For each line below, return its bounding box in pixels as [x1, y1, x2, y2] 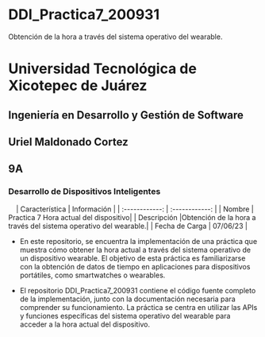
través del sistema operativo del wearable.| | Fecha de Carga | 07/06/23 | [8, 221, 248, 230]
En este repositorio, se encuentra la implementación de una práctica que [19, 236, 258, 246]
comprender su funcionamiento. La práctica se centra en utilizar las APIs [19, 302, 258, 312]
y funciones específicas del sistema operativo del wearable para [19, 311, 231, 320]
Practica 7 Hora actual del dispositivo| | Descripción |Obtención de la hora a [8, 212, 256, 222]
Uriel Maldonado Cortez [8, 135, 129, 149]
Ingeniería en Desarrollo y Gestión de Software [8, 108, 244, 122]
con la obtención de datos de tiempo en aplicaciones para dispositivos [19, 261, 251, 271]
